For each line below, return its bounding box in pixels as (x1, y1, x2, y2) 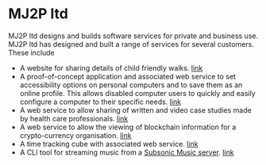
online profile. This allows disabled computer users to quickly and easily (19, 88, 256, 98)
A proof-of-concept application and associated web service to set (19, 71, 237, 81)
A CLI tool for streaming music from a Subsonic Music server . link (19, 148, 234, 157)
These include (8, 48, 56, 57)
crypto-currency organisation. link (19, 130, 132, 140)
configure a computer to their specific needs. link (19, 97, 181, 106)
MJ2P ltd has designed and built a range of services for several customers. (8, 39, 254, 48)
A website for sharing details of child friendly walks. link (19, 63, 203, 72)
